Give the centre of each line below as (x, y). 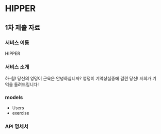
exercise (21, 113)
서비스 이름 (17, 43)
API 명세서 (17, 127)
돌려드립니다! (26, 84)
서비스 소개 (17, 67)
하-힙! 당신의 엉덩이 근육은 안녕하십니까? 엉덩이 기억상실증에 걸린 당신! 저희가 (78, 79)
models (14, 98)
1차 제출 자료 (23, 27)
